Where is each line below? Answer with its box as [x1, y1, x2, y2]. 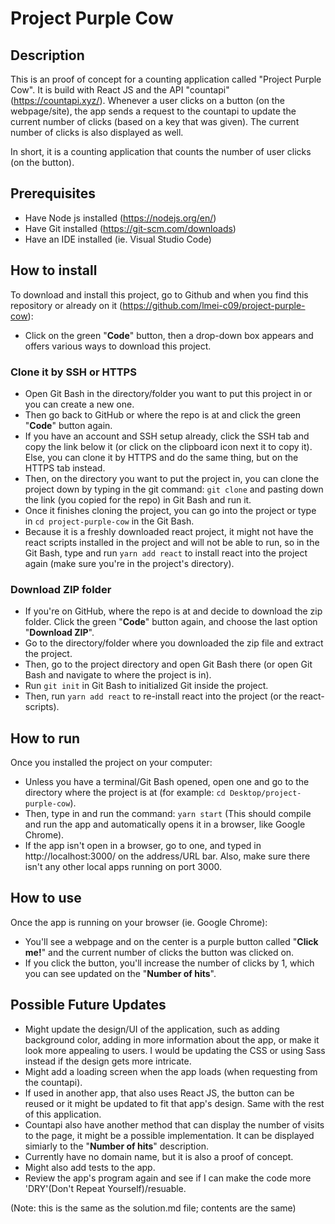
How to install [10, 262, 98, 279]
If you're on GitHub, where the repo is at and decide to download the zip [24, 605, 323, 617]
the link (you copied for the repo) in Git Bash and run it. [24, 493, 252, 506]
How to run [10, 730, 81, 747]
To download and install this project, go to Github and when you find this [10, 288, 309, 301]
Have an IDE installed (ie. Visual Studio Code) [24, 233, 212, 245]
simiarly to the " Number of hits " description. [24, 1140, 209, 1152]
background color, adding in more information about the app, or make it [24, 1033, 320, 1046]
